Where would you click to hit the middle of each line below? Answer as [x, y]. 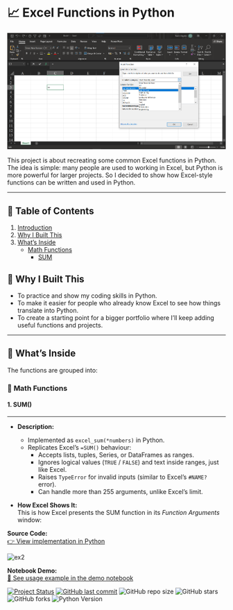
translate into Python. [48, 311]
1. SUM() [20, 405]
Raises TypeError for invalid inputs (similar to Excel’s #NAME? [122, 477]
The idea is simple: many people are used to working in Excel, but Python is [115, 168]
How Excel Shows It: [47, 505]
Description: [35, 426]
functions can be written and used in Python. [71, 183]
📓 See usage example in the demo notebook [70, 578]
